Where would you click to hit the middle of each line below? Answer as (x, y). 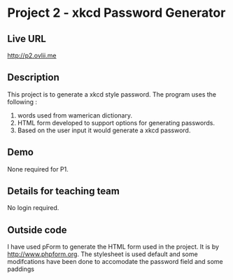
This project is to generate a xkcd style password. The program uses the (112, 94)
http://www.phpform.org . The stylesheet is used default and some (103, 254)
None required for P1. (38, 169)
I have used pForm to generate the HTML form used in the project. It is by (113, 247)
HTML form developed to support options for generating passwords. (116, 122)
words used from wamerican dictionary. (75, 115)
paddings (21, 269)
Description (33, 77)
